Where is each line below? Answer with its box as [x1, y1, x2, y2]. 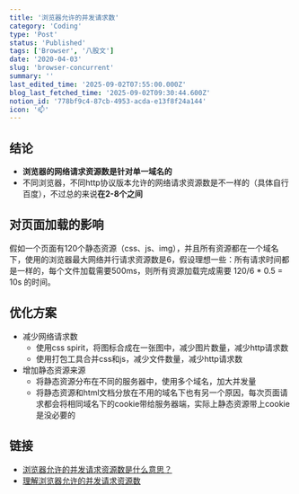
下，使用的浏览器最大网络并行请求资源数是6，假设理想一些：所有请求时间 [9, 253, 282, 265]
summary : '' [9, 72, 54, 81]
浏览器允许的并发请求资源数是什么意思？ [22, 463, 172, 474]
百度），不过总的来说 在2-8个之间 [22, 189, 144, 199]
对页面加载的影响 [9, 217, 104, 233]
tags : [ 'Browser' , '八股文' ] [9, 47, 115, 56]
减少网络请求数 [22, 331, 78, 341]
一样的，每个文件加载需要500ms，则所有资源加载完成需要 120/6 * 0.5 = [16, 265, 284, 276]
